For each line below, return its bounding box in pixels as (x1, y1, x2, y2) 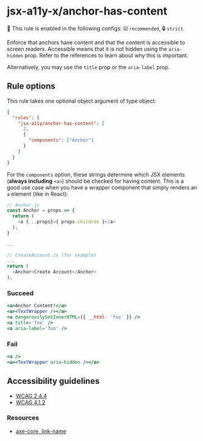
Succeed (7, 289, 34, 297)
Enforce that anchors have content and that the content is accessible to (7, 38, 185, 46)
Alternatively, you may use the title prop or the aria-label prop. (7, 63, 170, 70)
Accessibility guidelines (7, 376, 100, 386)
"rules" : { (12, 114, 40, 121)
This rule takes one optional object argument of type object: (7, 97, 157, 104)
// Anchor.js (7, 202, 40, 208)
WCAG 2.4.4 (15, 392, 47, 399)
